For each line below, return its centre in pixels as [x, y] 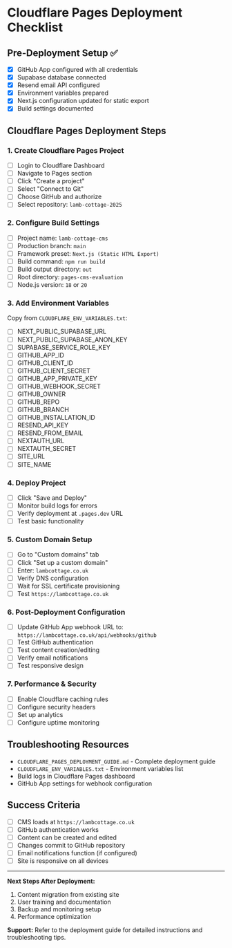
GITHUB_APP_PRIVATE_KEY [57, 378]
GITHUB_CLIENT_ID [45, 363]
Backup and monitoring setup [59, 909]
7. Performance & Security [52, 684]
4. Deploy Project [37, 483]
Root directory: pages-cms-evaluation [70, 277]
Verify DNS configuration [53, 578]
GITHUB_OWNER [41, 394]
